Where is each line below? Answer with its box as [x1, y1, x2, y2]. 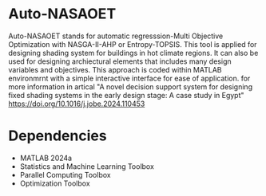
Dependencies [8, 127, 107, 145]
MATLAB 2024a [19, 153, 73, 163]
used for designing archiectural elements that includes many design [8, 57, 232, 66]
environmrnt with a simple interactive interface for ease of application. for [8, 73, 251, 83]
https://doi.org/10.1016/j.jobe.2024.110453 [8, 99, 145, 108]
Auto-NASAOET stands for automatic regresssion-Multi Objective [8, 31, 224, 41]
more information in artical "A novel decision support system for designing [8, 81, 253, 92]
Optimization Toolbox [19, 178, 90, 188]
